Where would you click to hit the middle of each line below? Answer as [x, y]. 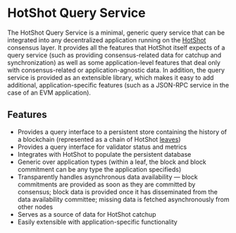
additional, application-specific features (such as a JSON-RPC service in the [118, 85]
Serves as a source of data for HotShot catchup [87, 214]
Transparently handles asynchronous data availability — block [108, 177]
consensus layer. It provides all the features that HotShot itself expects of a [116, 47]
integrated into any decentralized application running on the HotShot [107, 40]
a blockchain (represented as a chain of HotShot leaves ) [99, 139]
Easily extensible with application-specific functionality [97, 222]
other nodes [35, 207]
